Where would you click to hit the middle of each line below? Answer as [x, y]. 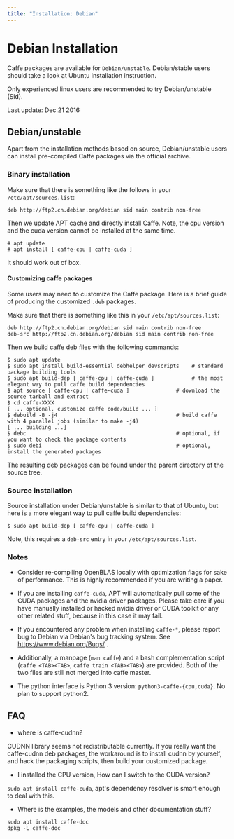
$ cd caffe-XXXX [31, 403]
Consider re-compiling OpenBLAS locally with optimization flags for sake [122, 573]
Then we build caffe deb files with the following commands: [93, 347]
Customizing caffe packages [50, 278]
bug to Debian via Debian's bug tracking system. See [94, 637]
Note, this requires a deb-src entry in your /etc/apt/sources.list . [102, 539]
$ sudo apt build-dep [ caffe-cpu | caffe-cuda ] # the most [115, 378]
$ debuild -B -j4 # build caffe [112, 415]
